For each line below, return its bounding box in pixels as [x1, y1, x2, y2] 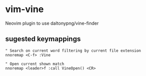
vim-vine [5, 4, 44, 15]
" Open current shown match [5, 61, 65, 66]
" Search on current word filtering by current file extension [5, 48, 141, 53]
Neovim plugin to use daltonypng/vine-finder [5, 20, 99, 26]
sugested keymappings [5, 35, 81, 43]
